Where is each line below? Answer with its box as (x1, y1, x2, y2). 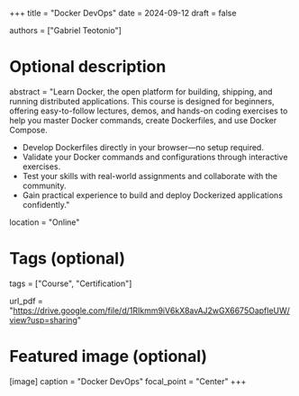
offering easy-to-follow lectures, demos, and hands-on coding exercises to (9, 105, 288, 116)
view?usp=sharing (9, 314, 78, 325)
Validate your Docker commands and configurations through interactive (22, 151, 288, 162)
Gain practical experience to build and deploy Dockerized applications (22, 189, 284, 201)
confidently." (22, 199, 70, 210)
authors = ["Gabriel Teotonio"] (9, 25, 122, 35)
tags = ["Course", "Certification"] (9, 278, 132, 289)
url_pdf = (9, 295, 43, 306)
